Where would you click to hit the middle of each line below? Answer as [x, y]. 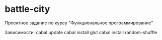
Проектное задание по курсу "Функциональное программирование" [79, 23]
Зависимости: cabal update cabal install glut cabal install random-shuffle [81, 32]
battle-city [27, 9]
